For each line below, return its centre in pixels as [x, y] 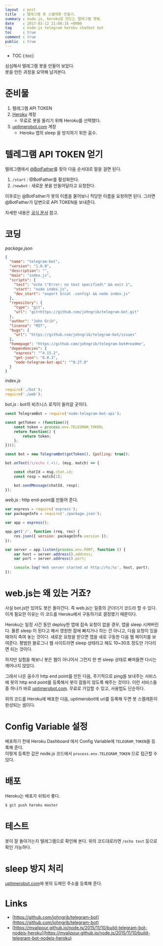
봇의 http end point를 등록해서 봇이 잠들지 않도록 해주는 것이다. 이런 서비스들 [84, 682]
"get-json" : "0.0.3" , [36, 358]
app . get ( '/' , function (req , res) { [42, 532]
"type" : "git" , [29, 308]
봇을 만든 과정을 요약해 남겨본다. [36, 72]
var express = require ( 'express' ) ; [41, 509]
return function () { [35, 431]
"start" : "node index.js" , [41, 289]
